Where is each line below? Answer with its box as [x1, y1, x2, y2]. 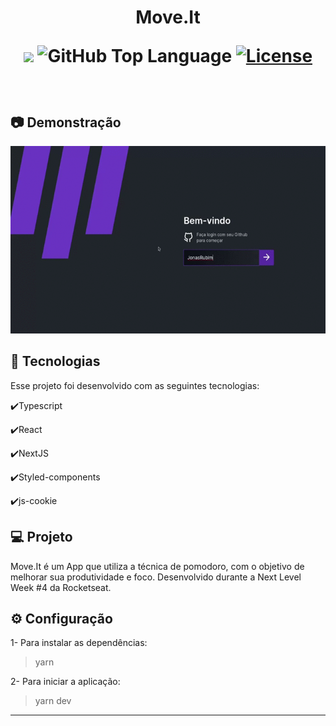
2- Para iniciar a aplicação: [10, 676, 121, 688]
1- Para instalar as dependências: [10, 637, 148, 649]
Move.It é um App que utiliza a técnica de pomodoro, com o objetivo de [10, 560, 305, 572]
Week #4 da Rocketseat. [10, 581, 112, 593]
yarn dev [34, 695, 72, 707]
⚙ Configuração [10, 611, 113, 628]
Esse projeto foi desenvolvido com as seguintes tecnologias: [10, 379, 260, 391]
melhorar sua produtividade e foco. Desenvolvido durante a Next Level [10, 571, 302, 583]
